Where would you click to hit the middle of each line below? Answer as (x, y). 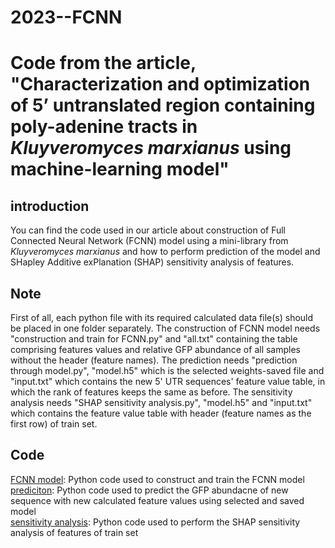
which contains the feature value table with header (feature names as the (161, 413)
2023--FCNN (66, 17)
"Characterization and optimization (160, 84)
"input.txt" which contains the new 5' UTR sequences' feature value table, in (168, 381)
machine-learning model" (120, 169)
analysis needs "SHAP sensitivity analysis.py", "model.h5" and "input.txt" (161, 402)
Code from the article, (103, 63)
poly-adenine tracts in (104, 127)
